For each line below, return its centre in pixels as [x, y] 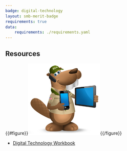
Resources [23, 54]
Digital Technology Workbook [44, 143]
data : [11, 27]
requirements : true [26, 21]
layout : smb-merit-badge [32, 16]
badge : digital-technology [34, 11]
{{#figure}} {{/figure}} [63, 133]
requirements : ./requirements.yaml [52, 32]
